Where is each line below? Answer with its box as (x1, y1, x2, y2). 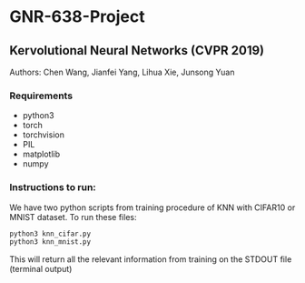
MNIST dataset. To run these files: (9, 211, 137, 222)
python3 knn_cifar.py (9, 229, 92, 238)
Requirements (9, 89, 74, 102)
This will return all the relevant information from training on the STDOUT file (9, 254, 292, 265)
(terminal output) (9, 264, 73, 275)
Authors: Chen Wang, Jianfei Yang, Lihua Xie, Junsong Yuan (9, 66, 235, 77)
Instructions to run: (9, 181, 97, 194)
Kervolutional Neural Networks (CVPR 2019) (9, 43, 265, 58)
